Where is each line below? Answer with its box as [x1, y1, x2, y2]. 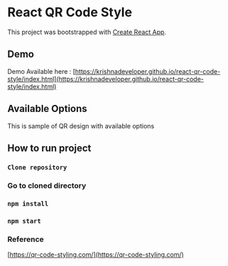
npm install [7, 199, 49, 208]
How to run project [7, 142, 92, 154]
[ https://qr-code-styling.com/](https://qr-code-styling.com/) [7, 250, 185, 259]
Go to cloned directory [7, 180, 87, 190]
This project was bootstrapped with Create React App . [7, 28, 167, 36]
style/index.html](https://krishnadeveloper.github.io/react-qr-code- [7, 74, 205, 83]
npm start [7, 217, 41, 225]
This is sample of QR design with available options [7, 121, 155, 130]
